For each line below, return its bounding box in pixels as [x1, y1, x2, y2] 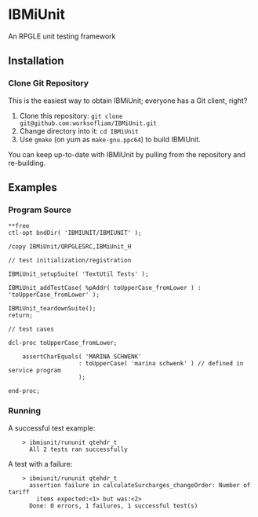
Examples [8, 181, 57, 194]
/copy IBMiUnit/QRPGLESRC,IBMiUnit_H [8, 243, 132, 251]
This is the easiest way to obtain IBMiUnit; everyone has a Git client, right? [8, 96, 248, 105]
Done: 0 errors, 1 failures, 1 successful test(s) [28, 501, 198, 510]
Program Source [8, 204, 72, 215]
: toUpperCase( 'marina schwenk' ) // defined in [78, 360, 244, 368]
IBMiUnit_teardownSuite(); [8, 305, 96, 313]
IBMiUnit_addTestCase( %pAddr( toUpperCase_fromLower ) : [8, 284, 202, 292]
